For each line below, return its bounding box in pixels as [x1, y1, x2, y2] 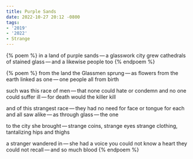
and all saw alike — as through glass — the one [6, 111, 119, 118]
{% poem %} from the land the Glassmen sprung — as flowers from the [6, 70, 178, 76]
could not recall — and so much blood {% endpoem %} [6, 146, 139, 153]
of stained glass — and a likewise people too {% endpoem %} [6, 58, 155, 65]
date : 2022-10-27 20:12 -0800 [6, 14, 81, 20]
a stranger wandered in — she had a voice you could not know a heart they [6, 140, 187, 147]
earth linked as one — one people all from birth [6, 76, 119, 83]
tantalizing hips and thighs [6, 128, 70, 136]
